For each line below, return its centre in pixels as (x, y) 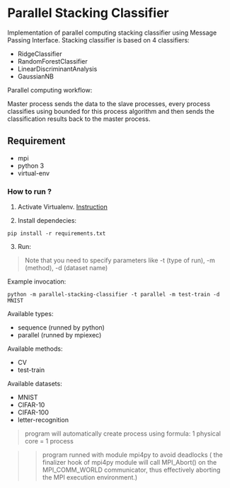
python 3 (31, 165)
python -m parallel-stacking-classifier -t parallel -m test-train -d (114, 295)
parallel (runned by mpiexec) (59, 335)
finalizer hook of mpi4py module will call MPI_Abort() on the (130, 463)
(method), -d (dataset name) (66, 268)
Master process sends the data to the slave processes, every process (109, 103)
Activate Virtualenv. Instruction (62, 207)
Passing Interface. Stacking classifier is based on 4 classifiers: (98, 40)
